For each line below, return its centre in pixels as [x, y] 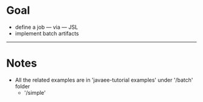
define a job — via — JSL [47, 27]
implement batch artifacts [47, 33]
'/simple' [35, 92]
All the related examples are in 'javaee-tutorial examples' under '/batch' [104, 80]
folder [22, 86]
